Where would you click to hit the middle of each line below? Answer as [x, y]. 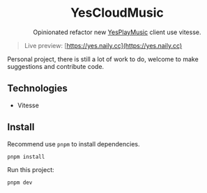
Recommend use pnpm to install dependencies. [74, 144]
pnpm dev [20, 183]
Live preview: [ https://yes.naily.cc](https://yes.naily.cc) [103, 45]
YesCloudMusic [117, 13]
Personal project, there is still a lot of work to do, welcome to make [103, 59]
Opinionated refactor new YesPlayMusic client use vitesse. [117, 32]
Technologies [38, 88]
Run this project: [31, 170]
